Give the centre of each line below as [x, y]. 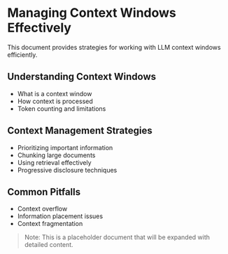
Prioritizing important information [65, 147]
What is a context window [55, 93]
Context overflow [42, 209]
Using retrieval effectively [55, 162]
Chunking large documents [56, 155]
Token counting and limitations [62, 108]
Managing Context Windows [92, 13]
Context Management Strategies [80, 131]
